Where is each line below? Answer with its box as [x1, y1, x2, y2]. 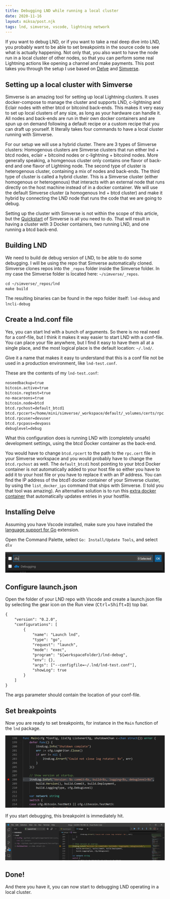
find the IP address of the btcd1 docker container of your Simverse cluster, [5, 477, 160, 483]
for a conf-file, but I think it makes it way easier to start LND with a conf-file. [5, 334, 164, 340]
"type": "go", [32, 638, 62, 643]
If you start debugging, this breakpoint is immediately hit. [5, 812, 124, 818]
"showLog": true [32, 668, 67, 673]
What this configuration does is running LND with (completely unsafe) [5, 435, 151, 441]
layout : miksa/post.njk [5, 19, 56, 24]
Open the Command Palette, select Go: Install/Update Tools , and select [5, 536, 158, 542]
